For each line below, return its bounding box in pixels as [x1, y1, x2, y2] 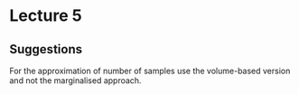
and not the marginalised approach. [9, 75, 142, 86]
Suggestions [9, 42, 83, 57]
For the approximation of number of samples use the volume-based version [9, 65, 291, 76]
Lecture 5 [9, 5, 83, 26]
